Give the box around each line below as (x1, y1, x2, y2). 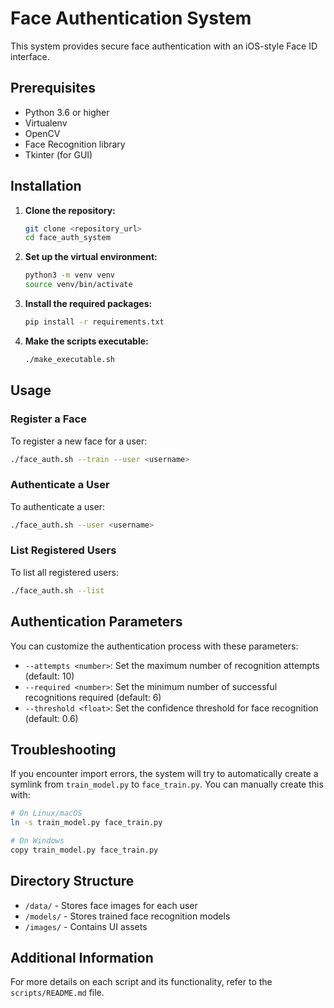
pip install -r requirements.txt (24, 317, 165, 327)
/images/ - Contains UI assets (24, 920, 148, 932)
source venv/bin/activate (24, 280, 133, 290)
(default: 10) (24, 670, 75, 682)
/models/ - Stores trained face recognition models (24, 910, 231, 922)
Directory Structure (10, 873, 135, 890)
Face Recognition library (24, 138, 126, 150)
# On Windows (10, 836, 65, 846)
